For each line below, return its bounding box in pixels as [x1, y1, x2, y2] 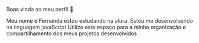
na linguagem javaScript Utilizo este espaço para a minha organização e [6, 24, 186, 30]
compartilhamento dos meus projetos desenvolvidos [6, 30, 137, 37]
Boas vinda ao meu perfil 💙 [6, 6, 74, 13]
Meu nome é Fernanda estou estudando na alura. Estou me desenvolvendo [6, 17, 194, 24]
